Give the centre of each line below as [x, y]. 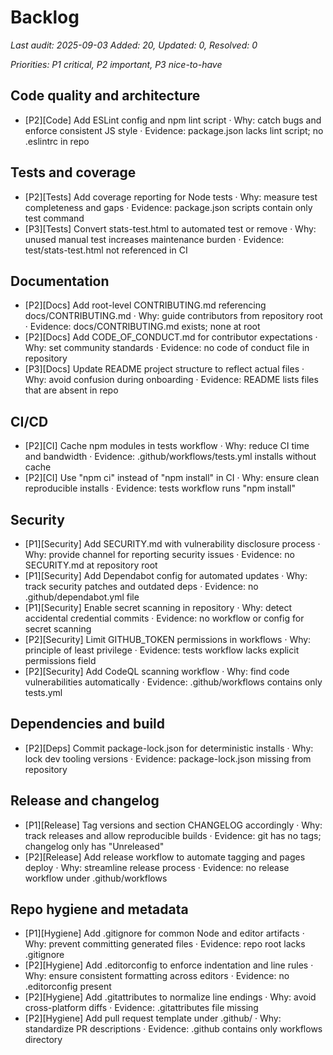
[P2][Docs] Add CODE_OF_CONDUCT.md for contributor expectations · [171, 337]
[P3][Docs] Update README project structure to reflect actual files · [164, 369]
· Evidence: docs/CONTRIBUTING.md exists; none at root [142, 327]
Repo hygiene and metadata [99, 909]
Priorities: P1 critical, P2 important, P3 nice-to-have [116, 64]
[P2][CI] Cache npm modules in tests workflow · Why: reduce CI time [167, 446]
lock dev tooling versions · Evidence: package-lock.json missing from [168, 758]
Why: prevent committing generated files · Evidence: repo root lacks [165, 944]
